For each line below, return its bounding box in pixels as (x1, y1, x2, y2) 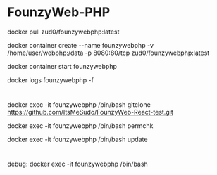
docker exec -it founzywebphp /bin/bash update (7, 135, 148, 144)
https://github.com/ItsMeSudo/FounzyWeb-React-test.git (7, 108, 174, 117)
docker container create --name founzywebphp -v (7, 41, 154, 49)
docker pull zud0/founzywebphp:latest (7, 27, 120, 36)
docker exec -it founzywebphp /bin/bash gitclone (7, 101, 151, 109)
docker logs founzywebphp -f (7, 75, 94, 84)
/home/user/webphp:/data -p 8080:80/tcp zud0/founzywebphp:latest (7, 48, 210, 57)
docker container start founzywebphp (7, 62, 118, 70)
